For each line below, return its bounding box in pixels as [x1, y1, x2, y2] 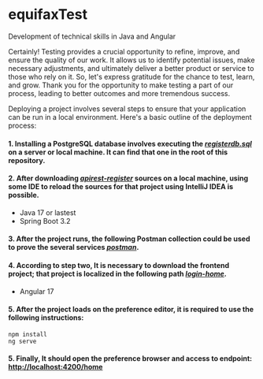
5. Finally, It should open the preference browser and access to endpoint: [8, 354, 253, 363]
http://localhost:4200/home [8, 362, 103, 372]
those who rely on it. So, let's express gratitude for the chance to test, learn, [8, 72, 255, 81]
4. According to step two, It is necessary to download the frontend [8, 260, 230, 269]
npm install [8, 330, 47, 338]
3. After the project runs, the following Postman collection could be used [8, 234, 250, 243]
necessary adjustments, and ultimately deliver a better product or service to [8, 63, 254, 72]
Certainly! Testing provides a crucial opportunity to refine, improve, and [8, 46, 240, 56]
